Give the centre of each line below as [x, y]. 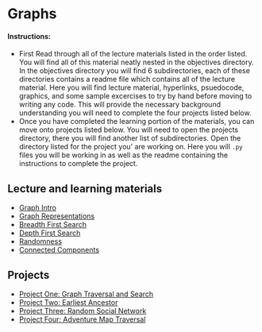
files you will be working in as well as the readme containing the [123, 155]
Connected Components [59, 250]
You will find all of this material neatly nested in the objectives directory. [137, 62]
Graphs [32, 14]
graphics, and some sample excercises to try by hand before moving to [135, 96]
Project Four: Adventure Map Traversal [82, 319]
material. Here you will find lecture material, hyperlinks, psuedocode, [131, 87]
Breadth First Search [53, 225]
